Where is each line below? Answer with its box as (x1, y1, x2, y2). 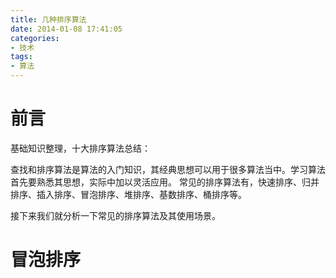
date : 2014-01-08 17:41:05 (10, 24, 123, 34)
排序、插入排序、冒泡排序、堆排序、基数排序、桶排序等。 (10, 188, 247, 200)
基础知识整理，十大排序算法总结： (10, 142, 151, 154)
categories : (10, 33, 60, 43)
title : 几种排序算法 (10, 14, 87, 25)
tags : (10, 52, 33, 62)
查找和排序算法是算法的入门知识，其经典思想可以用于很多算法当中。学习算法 (10, 163, 326, 175)
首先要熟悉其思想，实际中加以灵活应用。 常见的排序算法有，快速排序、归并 (10, 176, 320, 188)
